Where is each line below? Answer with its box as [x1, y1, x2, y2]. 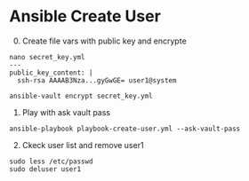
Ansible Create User [9, 6, 162, 27]
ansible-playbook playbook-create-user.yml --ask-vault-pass [9, 124, 241, 133]
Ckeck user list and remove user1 [21, 139, 144, 150]
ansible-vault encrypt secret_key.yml [9, 91, 153, 100]
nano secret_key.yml [9, 52, 86, 61]
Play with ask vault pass [21, 106, 111, 117]
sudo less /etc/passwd [9, 157, 93, 166]
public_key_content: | [9, 68, 93, 77]
